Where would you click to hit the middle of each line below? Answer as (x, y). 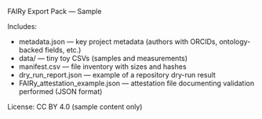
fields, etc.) (63, 50)
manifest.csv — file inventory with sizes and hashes (102, 67)
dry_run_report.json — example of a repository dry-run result (117, 75)
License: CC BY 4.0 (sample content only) (75, 106)
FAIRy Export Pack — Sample (55, 11)
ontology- (235, 41)
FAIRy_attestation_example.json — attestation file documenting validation (136, 83)
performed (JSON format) (60, 92)
